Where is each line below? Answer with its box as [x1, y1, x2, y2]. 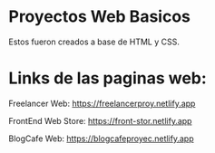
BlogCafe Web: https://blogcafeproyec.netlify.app [8, 133, 194, 144]
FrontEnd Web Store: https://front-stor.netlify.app [8, 115, 192, 126]
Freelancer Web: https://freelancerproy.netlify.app [8, 98, 196, 109]
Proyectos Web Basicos [8, 6, 191, 27]
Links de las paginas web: [8, 68, 208, 89]
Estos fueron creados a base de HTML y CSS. [8, 36, 181, 47]
